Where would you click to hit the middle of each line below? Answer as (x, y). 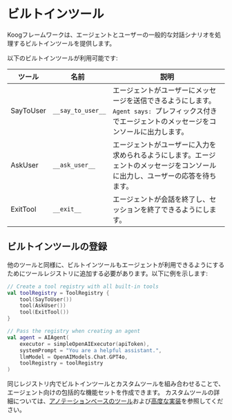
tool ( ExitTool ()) (45, 312)
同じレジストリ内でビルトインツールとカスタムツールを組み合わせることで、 (116, 384)
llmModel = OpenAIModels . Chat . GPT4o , (74, 357)
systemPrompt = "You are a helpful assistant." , (91, 350)
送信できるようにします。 (175, 100)
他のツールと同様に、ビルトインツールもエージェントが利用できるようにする (116, 264)
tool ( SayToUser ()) (46, 299)
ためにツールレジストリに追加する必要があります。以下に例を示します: (108, 273)
